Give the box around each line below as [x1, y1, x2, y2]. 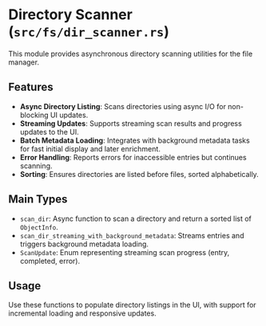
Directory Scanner [8, 6, 133, 24]
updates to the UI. [19, 127, 79, 136]
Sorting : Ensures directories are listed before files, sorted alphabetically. [19, 169, 260, 179]
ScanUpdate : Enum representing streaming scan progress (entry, [19, 247, 230, 257]
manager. [8, 57, 40, 67]
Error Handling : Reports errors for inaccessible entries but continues [19, 152, 247, 162]
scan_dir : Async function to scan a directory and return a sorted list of [19, 214, 252, 223]
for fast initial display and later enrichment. [19, 143, 161, 153]
